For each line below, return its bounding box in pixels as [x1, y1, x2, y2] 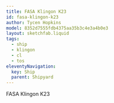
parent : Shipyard [11, 74, 54, 80]
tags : [6, 36, 19, 42]
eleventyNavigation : [6, 63, 57, 69]
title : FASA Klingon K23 [6, 8, 67, 15]
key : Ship [11, 69, 35, 75]
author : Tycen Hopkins [6, 19, 61, 25]
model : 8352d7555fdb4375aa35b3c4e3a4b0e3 [6, 25, 109, 31]
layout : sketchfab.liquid [6, 31, 69, 36]
